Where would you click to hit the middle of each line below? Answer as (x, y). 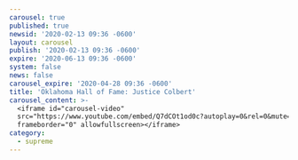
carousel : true (37, 17)
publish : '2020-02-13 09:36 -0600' (75, 51)
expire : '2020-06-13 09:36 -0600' (73, 59)
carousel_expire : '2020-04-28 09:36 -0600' (91, 84)
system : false (35, 68)
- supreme (35, 141)
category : (27, 133)
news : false (31, 76)
